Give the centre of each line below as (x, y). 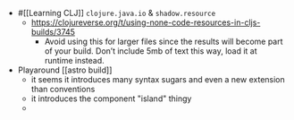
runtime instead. (74, 60)
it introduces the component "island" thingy (111, 99)
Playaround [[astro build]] (65, 70)
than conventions (63, 89)
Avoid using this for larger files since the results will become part (164, 41)
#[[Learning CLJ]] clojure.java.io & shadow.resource (117, 13)
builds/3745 (53, 32)
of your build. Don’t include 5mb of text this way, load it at (151, 51)
